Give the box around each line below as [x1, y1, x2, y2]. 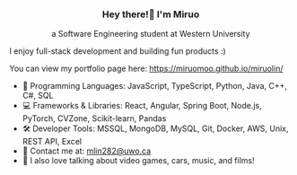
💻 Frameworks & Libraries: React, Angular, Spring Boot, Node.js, [22, 101, 262, 111]
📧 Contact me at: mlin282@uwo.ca [22, 145, 152, 156]
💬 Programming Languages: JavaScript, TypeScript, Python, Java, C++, [22, 81, 288, 92]
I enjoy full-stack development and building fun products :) [9, 46, 226, 57]
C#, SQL [22, 90, 54, 101]
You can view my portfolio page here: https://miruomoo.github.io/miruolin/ [9, 63, 284, 74]
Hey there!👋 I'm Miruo [101, 8, 200, 21]
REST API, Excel [22, 136, 83, 147]
